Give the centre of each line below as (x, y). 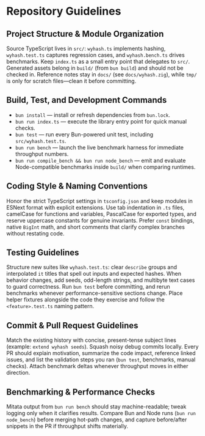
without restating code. (35, 233)
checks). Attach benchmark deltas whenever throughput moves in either (97, 366)
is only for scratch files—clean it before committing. (71, 81)
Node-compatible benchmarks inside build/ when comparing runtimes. (105, 167)
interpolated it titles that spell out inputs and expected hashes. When (94, 274)
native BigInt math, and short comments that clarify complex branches (95, 227)
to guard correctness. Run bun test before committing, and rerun (88, 287)
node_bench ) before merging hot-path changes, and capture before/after (97, 419)
